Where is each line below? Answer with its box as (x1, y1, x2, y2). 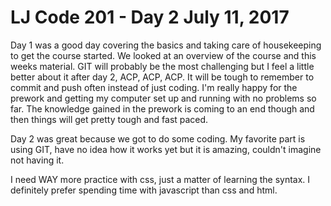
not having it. (10, 154, 65, 166)
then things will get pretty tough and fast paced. (10, 113, 209, 125)
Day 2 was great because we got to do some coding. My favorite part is (10, 132, 306, 145)
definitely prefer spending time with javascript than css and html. (10, 184, 278, 196)
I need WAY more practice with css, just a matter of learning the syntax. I (10, 173, 311, 185)
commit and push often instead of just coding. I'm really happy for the (10, 81, 298, 93)
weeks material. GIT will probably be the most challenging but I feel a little (10, 60, 315, 72)
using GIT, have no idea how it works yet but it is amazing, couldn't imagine (10, 143, 322, 155)
